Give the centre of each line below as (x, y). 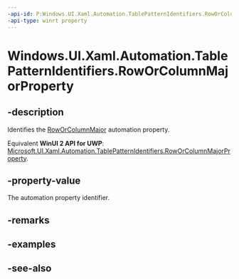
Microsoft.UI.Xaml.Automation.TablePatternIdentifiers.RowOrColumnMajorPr (119, 151)
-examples (32, 244)
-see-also (30, 269)
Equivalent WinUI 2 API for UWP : (56, 143)
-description (36, 112)
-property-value (44, 180)
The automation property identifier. (59, 198)
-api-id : (20, 14)
